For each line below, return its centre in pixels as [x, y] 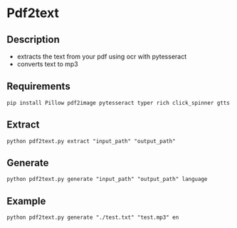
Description [33, 40]
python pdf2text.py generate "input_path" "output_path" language [107, 180]
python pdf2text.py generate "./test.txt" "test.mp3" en [93, 218]
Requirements [38, 87]
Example [26, 201]
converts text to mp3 [48, 64]
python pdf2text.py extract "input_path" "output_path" [91, 141]
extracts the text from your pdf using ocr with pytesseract [102, 56]
